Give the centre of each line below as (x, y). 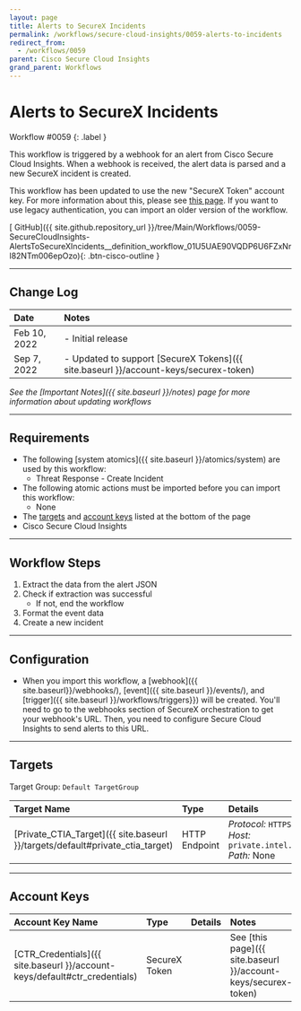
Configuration (49, 659)
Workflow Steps (55, 563)
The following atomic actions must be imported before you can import (151, 488)
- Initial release (96, 338)
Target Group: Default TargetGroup (74, 787)
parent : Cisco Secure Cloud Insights (80, 59)
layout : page (34, 17)
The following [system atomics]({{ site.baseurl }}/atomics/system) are (151, 459)
